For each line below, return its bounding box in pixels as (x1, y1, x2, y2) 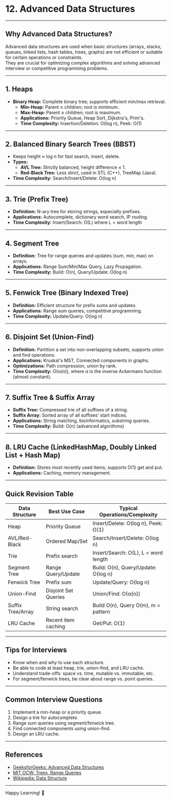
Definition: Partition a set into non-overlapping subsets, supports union (12, 346, 164, 353)
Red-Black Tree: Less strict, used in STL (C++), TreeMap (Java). (20, 170, 157, 176)
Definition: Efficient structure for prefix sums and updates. (12, 302, 137, 308)
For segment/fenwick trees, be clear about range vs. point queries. (12, 675, 154, 682)
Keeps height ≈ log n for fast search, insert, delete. (12, 153, 120, 159)
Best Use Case (48, 508, 85, 515)
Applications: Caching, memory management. (12, 470, 111, 476)
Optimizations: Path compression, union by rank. (12, 362, 117, 369)
